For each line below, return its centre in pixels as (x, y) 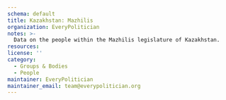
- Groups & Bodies (41, 66)
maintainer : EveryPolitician (50, 79)
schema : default (31, 14)
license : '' (25, 54)
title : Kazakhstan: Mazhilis (50, 20)
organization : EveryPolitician (53, 27)
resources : (23, 46)
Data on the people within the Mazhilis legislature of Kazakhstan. (117, 40)
